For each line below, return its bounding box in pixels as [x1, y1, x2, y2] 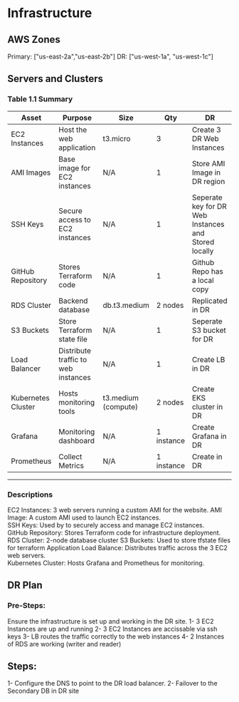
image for [58, 162, 91, 172]
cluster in [191, 401, 223, 411]
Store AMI [191, 158, 225, 168]
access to [58, 215, 91, 224]
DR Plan [7, 579, 43, 592]
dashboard [58, 435, 95, 445]
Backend [58, 296, 88, 306]
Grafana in [191, 431, 227, 441]
